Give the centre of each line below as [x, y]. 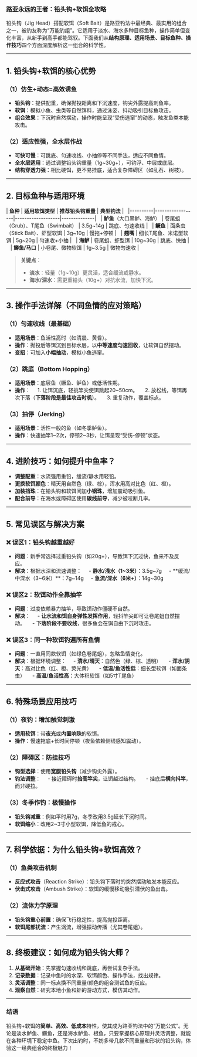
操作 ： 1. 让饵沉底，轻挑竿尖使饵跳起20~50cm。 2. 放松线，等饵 [98, 390]
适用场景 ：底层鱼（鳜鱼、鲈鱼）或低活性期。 [69, 383]
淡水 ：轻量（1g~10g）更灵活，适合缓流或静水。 [87, 273]
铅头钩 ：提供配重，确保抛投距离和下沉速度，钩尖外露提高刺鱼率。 [94, 103]
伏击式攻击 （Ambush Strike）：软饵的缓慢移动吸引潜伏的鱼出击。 [93, 889]
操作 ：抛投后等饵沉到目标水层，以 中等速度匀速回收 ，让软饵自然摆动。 [99, 345]
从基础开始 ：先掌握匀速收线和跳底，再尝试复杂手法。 [79, 968]
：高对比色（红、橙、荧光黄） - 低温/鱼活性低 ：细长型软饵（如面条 [103, 668]
